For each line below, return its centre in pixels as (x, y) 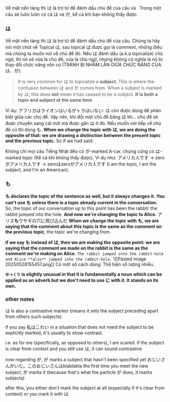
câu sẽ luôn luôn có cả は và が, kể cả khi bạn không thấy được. (72, 14)
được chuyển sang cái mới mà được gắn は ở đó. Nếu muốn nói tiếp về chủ (83, 123)
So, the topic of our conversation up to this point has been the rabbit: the (81, 208)
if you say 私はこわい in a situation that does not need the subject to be (79, 327)
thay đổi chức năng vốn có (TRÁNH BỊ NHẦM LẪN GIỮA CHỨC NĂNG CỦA (83, 65)
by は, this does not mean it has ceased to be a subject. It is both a (88, 94)
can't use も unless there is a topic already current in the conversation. (81, 202)
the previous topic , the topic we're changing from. (58, 232)
